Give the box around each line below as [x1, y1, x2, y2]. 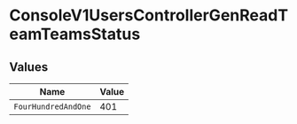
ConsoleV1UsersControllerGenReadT [9, 5, 289, 26]
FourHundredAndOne [13, 102, 91, 112]
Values [9, 59, 49, 74]
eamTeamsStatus [9, 24, 141, 44]
